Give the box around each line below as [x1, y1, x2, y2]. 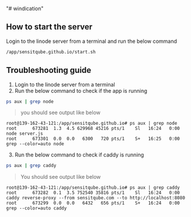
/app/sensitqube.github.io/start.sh [6, 49, 96, 55]
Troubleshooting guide [6, 65, 92, 75]
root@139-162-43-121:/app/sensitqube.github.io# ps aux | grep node [6, 121, 177, 126]
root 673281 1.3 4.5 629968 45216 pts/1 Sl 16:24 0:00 [6, 126, 180, 132]
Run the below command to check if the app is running [14, 87, 148, 94]
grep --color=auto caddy [6, 205, 67, 211]
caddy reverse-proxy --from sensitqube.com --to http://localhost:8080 [6, 195, 185, 201]
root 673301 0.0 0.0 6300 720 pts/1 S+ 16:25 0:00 [6, 136, 180, 142]
